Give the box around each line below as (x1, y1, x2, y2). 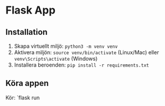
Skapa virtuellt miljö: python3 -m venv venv (14, 42, 118, 49)
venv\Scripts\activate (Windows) (14, 55, 98, 62)
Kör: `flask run (5, 94, 40, 101)
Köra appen (5, 78, 49, 88)
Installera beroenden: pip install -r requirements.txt (14, 61, 150, 68)
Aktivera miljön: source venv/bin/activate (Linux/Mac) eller (14, 49, 160, 56)
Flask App (5, 4, 56, 17)
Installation (5, 27, 48, 37)
